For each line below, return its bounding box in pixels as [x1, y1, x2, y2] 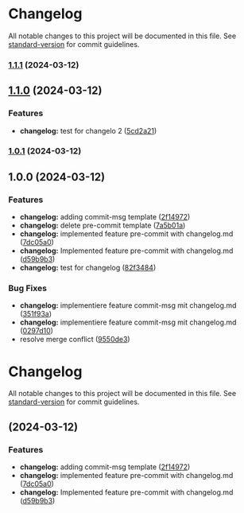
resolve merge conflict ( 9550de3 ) [19, 335, 130, 344]
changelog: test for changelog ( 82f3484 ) [19, 263, 157, 273]
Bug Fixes [8, 283, 48, 294]
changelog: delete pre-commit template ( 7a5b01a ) [19, 220, 186, 231]
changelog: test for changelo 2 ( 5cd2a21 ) [19, 126, 157, 135]
